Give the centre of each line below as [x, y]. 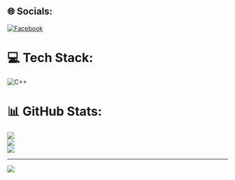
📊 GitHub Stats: [55, 111]
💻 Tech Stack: [50, 58]
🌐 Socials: [30, 12]
